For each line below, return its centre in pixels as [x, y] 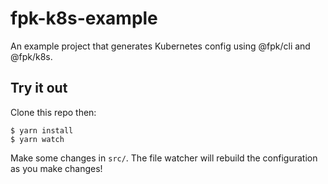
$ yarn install [42, 130]
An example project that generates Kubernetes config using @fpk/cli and [160, 46]
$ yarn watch [37, 139]
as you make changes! [56, 168]
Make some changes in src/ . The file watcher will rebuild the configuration [164, 158]
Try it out [39, 88]
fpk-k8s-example [84, 18]
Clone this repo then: [53, 112]
